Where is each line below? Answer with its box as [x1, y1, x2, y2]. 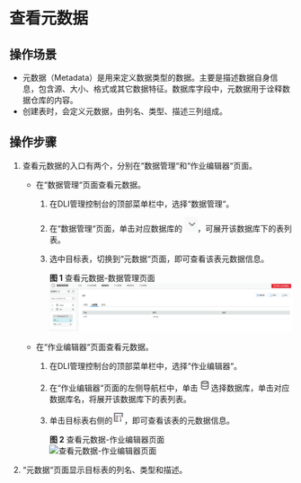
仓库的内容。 [30, 95, 78, 105]
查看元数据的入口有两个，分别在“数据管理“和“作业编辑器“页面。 [22, 160, 258, 171]
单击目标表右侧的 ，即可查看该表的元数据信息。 [49, 415, 235, 426]
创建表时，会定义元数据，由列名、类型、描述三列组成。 [22, 106, 227, 117]
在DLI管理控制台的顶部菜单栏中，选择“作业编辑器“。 [49, 360, 243, 371]
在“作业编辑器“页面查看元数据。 [35, 341, 154, 352]
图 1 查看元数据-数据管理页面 [49, 272, 155, 283]
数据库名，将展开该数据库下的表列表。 [49, 393, 191, 404]
